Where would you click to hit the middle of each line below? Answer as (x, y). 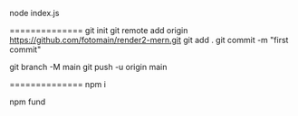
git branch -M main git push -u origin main (88, 67)
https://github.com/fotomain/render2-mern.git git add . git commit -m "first (149, 40)
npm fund (28, 102)
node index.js (34, 13)
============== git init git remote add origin (99, 30)
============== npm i (58, 84)
